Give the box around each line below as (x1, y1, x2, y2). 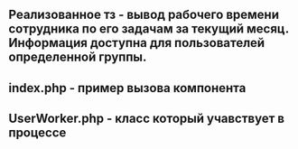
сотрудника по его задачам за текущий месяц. (8, 22, 290, 37)
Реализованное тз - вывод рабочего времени (8, 7, 279, 23)
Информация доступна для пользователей (8, 35, 265, 51)
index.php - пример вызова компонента (8, 80, 247, 96)
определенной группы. (8, 50, 147, 65)
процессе (8, 126, 67, 141)
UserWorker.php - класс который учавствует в (8, 111, 285, 126)
